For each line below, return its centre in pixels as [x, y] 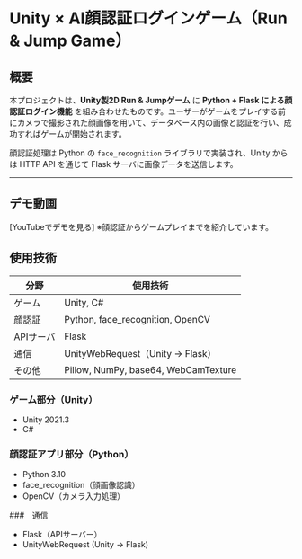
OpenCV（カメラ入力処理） [74, 496]
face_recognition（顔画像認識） [81, 485]
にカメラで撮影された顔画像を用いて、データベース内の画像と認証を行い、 [147, 123]
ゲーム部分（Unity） [53, 399]
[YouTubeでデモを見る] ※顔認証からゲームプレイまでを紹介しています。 [142, 226]
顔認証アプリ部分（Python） [71, 454]
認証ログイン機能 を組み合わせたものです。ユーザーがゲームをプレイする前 [147, 111]
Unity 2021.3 [46, 420]
